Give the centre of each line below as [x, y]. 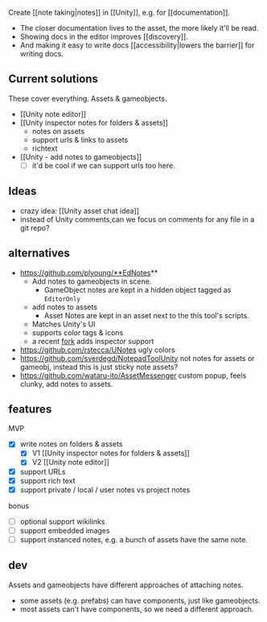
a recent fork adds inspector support [93, 341]
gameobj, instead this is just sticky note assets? [99, 367]
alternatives [39, 253]
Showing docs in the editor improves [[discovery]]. [104, 37]
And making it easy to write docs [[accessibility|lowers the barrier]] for [137, 45]
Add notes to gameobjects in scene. [92, 281]
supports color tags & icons [78, 332]
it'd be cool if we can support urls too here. [103, 165]
